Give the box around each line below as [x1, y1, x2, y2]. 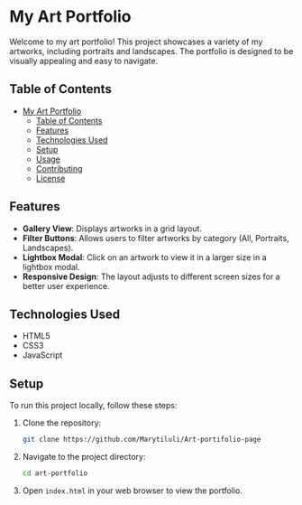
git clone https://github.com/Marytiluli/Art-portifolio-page [22, 435, 261, 444]
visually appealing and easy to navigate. [9, 55, 159, 66]
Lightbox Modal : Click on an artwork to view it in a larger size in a [22, 251, 268, 263]
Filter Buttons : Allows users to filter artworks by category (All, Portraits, [22, 232, 290, 243]
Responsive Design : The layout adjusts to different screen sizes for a [22, 271, 280, 282]
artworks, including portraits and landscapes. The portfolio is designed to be [9, 45, 294, 56]
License [35, 173, 66, 183]
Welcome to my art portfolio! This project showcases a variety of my [9, 36, 263, 47]
